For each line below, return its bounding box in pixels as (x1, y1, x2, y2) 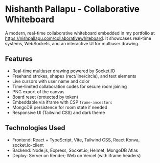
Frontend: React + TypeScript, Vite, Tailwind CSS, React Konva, (12, 136, 140, 143)
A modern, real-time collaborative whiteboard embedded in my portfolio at (5, 30, 155, 36)
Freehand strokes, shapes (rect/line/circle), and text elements (12, 73, 137, 79)
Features (5, 55, 33, 63)
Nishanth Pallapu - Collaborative (5, 3, 140, 15)
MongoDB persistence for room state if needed (12, 104, 108, 110)
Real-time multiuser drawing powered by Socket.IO (12, 68, 115, 74)
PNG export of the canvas (12, 88, 65, 94)
